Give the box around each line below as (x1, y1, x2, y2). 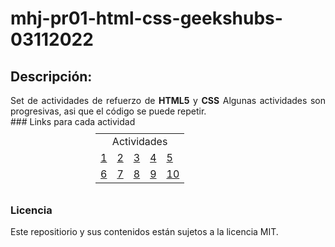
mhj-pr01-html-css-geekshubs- (10, 7, 283, 30)
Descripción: (10, 68, 93, 85)
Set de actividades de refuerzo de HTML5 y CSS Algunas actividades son (10, 95, 327, 106)
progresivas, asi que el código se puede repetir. (10, 105, 207, 117)
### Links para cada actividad (10, 116, 136, 127)
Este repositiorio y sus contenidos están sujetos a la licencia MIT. (10, 226, 279, 238)
